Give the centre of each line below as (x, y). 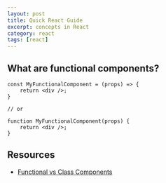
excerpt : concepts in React (48, 27)
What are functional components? (83, 68)
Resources (31, 155)
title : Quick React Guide (45, 20)
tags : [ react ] (28, 40)
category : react (31, 33)
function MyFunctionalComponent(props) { (69, 121)
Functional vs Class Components (65, 172)
